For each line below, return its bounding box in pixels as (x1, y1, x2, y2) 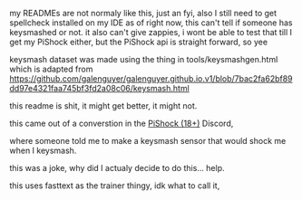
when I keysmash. (9, 145, 77, 156)
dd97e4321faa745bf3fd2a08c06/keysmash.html (9, 83, 190, 93)
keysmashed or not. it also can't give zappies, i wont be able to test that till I (9, 27, 293, 37)
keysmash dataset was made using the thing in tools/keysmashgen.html (9, 54, 278, 64)
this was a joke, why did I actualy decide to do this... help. (9, 163, 225, 173)
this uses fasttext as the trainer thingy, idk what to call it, (9, 180, 220, 191)
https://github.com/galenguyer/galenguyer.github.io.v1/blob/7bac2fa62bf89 (9, 73, 293, 84)
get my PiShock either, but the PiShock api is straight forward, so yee (9, 36, 268, 47)
